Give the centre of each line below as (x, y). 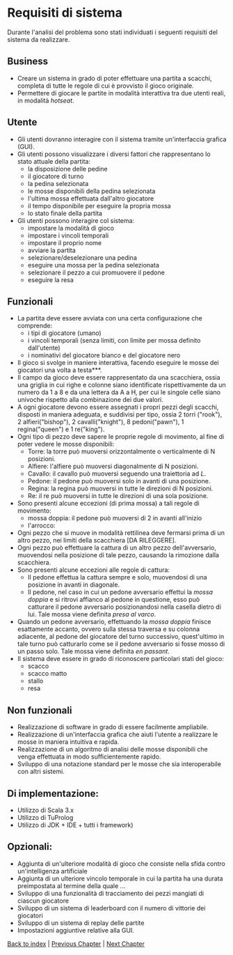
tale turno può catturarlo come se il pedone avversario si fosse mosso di (121, 644)
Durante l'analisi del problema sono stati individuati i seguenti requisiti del (112, 32)
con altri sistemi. (41, 772)
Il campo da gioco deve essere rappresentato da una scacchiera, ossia (119, 378)
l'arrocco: (41, 526)
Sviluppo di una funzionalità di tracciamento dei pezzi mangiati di (110, 893)
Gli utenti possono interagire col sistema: (75, 220)
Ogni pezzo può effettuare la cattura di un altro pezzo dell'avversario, (117, 548)
